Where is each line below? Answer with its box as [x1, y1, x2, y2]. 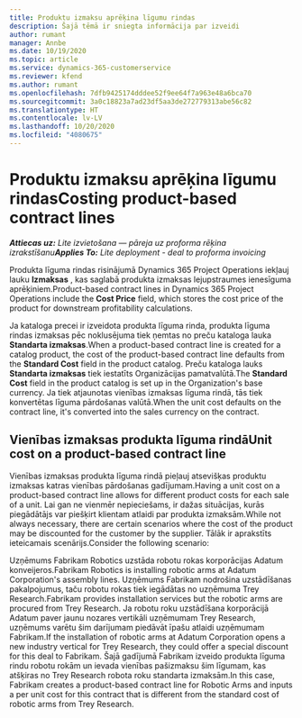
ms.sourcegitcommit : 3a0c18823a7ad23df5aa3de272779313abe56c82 [9, 96, 252, 106]
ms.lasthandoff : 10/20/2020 [9, 123, 115, 132]
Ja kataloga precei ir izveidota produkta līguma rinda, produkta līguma [9, 320, 270, 331]
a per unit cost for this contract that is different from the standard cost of [9, 688, 279, 699]
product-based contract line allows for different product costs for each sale [9, 489, 290, 500]
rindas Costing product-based [9, 188, 237, 209]
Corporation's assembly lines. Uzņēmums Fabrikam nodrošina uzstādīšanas [9, 574, 292, 585]
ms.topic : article [9, 55, 78, 64]
